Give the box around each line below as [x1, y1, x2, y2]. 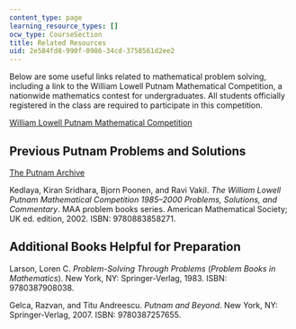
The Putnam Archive [9, 167, 85, 178]
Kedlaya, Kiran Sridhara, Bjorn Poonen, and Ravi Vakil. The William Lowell [9, 184, 282, 195]
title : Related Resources [9, 38, 106, 48]
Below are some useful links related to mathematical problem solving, [9, 71, 267, 82]
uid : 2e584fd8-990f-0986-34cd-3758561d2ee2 [9, 47, 175, 56]
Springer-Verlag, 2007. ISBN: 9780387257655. [9, 309, 182, 320]
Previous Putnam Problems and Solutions [9, 143, 247, 158]
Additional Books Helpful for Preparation [9, 239, 241, 254]
